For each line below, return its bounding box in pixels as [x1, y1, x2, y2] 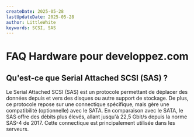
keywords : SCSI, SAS [6, 24, 57, 31]
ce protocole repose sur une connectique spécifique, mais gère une [6, 101, 169, 108]
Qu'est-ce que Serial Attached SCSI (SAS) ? [6, 73, 168, 83]
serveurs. [6, 126, 29, 133]
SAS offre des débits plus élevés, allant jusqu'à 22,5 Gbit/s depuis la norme [6, 113, 188, 120]
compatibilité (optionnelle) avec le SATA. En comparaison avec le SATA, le [6, 107, 183, 114]
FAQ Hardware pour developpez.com [6, 50, 189, 63]
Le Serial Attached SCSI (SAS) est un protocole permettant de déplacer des [6, 89, 188, 96]
